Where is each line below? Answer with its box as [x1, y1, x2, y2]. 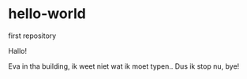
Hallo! [8, 46, 28, 55]
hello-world [8, 5, 87, 23]
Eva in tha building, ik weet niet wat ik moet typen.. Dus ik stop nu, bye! [8, 61, 240, 71]
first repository [8, 31, 57, 40]
